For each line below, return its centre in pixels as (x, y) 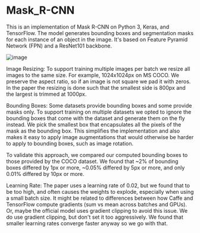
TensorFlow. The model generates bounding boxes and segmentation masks (100, 33)
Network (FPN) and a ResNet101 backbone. (59, 46)
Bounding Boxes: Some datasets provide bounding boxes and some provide (99, 105)
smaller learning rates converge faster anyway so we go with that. (87, 223)
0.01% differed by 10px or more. (45, 174)
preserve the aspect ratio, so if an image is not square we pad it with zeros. (99, 81)
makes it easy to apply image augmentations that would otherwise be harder (100, 137)
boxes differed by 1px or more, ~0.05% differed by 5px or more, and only (96, 168)
